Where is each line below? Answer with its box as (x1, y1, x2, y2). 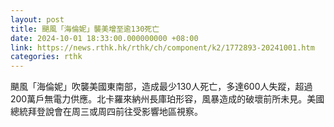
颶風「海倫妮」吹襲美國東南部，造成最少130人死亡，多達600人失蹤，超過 (10, 81, 313, 93)
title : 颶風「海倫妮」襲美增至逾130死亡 (10, 24, 160, 34)
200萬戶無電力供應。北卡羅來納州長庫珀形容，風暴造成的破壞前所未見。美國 (10, 93, 325, 105)
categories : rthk (10, 52, 83, 62)
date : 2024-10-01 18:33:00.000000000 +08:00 (10, 33, 199, 43)
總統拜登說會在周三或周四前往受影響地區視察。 (10, 106, 203, 118)
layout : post (10, 14, 65, 25)
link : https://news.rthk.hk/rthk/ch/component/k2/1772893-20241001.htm (10, 42, 315, 53)
